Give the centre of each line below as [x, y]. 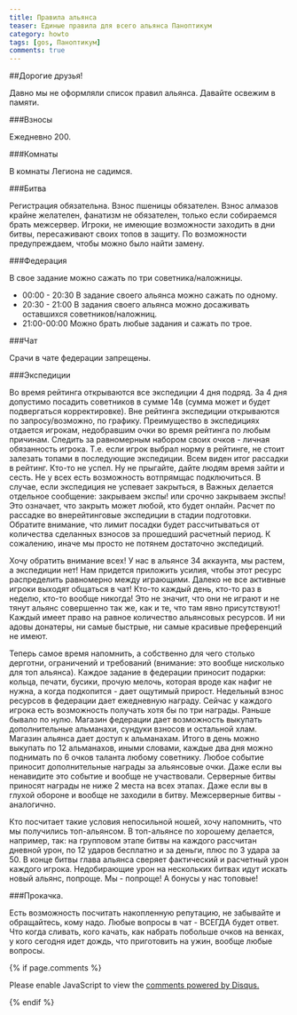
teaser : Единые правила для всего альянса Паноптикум [111, 26]
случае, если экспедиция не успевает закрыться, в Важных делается [141, 487]
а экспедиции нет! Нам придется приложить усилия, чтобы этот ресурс [145, 571]
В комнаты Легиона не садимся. [71, 172]
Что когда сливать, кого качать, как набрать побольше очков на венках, [147, 932]
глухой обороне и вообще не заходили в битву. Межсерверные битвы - [145, 795]
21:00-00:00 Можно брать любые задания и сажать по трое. [137, 324]
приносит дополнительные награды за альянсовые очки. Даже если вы [145, 767]
